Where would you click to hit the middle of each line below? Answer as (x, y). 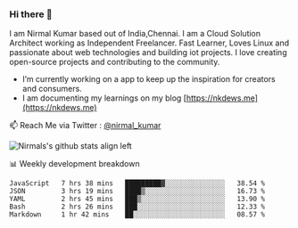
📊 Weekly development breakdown (74, 164)
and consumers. (52, 89)
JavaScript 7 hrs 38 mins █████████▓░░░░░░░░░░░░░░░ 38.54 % (137, 183)
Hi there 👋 (31, 14)
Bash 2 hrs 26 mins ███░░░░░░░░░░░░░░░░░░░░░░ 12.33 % (137, 207)
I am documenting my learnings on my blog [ (104, 98)
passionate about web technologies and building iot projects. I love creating (148, 53)
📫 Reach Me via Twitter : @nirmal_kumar (85, 126)
